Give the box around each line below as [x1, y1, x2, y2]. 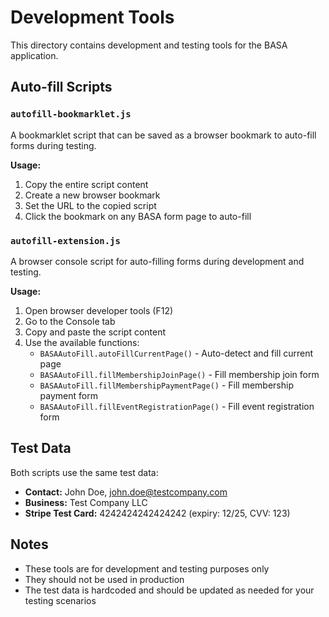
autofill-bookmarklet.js [10, 109, 132, 120]
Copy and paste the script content [24, 326, 167, 338]
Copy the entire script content [24, 178, 149, 190]
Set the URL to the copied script [24, 199, 157, 211]
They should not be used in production [24, 573, 185, 585]
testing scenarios [24, 594, 97, 606]
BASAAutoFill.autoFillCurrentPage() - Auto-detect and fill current [39, 347, 314, 359]
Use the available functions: [24, 336, 140, 348]
